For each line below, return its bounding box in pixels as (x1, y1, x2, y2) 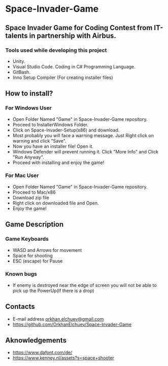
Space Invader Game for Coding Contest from (5, 23, 153, 32)
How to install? (5, 89, 53, 98)
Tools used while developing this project (5, 46, 107, 54)
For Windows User (5, 104, 52, 112)
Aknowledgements (5, 336, 67, 345)
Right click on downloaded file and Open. (12, 200, 99, 206)
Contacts (5, 302, 36, 311)
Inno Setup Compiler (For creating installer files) (12, 74, 113, 81)
